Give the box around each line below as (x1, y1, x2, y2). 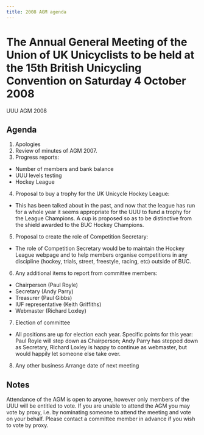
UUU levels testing (15, 172, 62, 179)
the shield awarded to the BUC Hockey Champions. (15, 221, 144, 229)
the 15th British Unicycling (6, 61, 142, 75)
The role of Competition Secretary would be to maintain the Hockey (15, 245, 185, 252)
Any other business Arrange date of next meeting (15, 362, 139, 369)
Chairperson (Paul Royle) (15, 281, 78, 289)
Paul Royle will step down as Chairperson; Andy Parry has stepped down (15, 337, 199, 344)
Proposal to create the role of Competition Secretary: (15, 233, 149, 240)
